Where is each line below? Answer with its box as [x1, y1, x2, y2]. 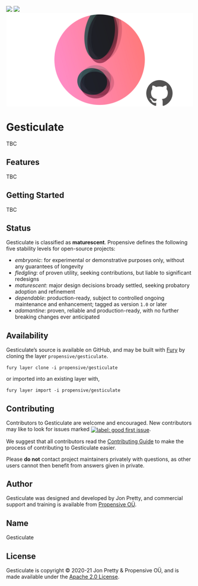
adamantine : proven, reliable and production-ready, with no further [14, 307, 179, 314]
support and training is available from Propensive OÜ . [6, 501, 137, 508]
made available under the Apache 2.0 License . [6, 573, 120, 581]
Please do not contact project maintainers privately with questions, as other [6, 456, 191, 463]
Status [6, 223, 31, 233]
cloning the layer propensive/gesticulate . [6, 353, 108, 360]
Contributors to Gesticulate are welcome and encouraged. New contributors [6, 419, 192, 426]
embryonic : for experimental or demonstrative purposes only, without [14, 257, 185, 264]
